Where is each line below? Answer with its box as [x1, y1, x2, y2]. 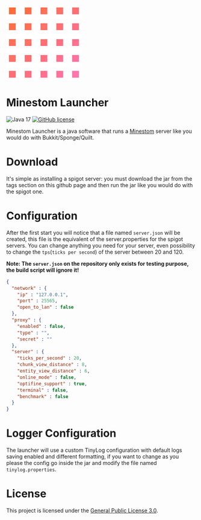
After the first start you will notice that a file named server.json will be [6, 229, 181, 236]
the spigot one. [6, 188, 44, 195]
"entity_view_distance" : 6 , [17, 368, 90, 374]
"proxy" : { [11, 317, 42, 323]
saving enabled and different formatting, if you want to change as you [6, 453, 179, 460]
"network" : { [11, 285, 47, 291]
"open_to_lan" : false [17, 304, 74, 310]
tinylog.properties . [6, 466, 57, 473]
